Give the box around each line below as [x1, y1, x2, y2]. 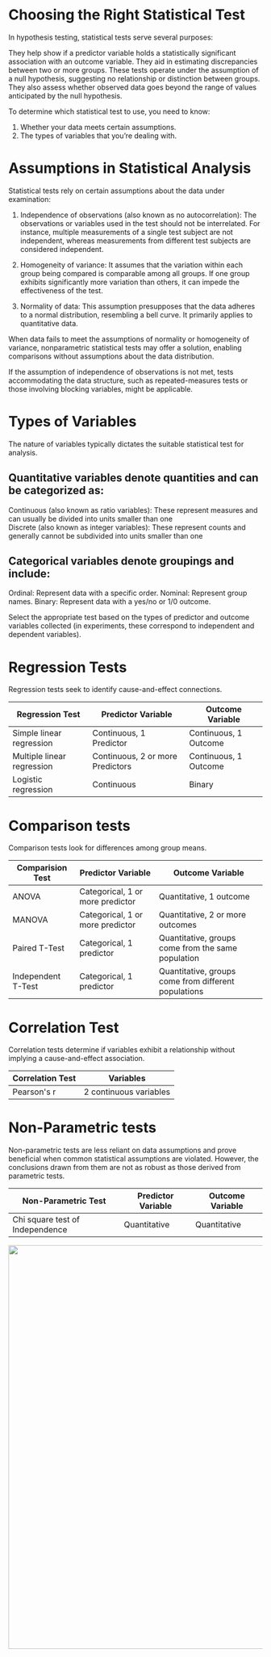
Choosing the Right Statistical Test [8, 6, 246, 24]
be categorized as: [8, 484, 105, 497]
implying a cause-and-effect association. [8, 1054, 145, 1063]
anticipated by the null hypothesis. [8, 90, 123, 100]
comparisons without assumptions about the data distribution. [8, 351, 215, 361]
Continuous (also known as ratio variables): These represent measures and [8, 505, 258, 514]
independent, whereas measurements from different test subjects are [19, 236, 252, 245]
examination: [8, 194, 51, 203]
